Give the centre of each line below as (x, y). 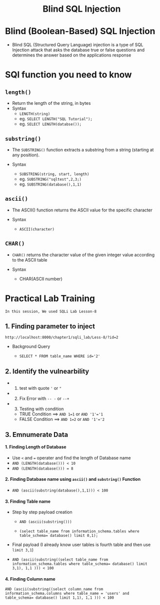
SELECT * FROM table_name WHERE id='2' (60, 357)
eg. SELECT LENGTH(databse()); (50, 124)
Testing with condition (42, 409)
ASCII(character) (37, 229)
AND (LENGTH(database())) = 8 (43, 469)
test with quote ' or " (40, 388)
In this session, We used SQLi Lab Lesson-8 (51, 311)
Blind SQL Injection (82, 9)
